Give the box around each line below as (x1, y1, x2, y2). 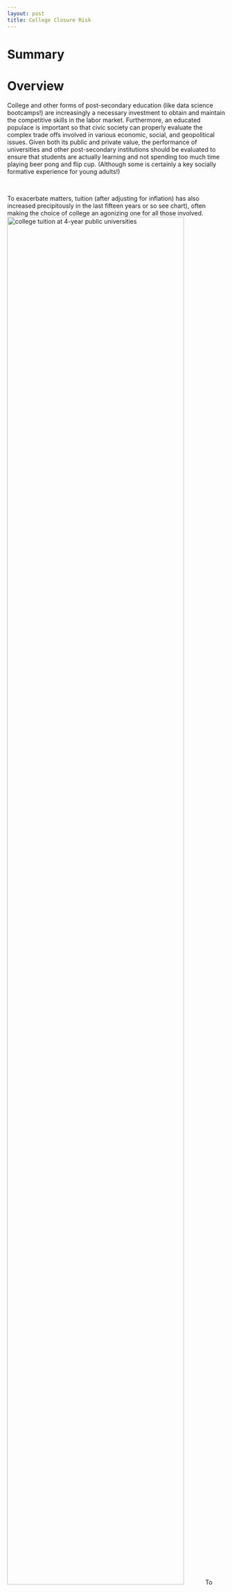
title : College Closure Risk (7, 17, 91, 24)
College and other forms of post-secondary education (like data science (7, 101, 213, 109)
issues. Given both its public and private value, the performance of (7, 138, 197, 146)
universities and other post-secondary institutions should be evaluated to (7, 145, 216, 153)
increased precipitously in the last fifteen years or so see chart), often (7, 202, 206, 210)
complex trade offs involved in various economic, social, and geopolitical (7, 130, 215, 139)
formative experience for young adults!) (7, 167, 121, 175)
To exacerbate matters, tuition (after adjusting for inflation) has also (7, 194, 199, 202)
